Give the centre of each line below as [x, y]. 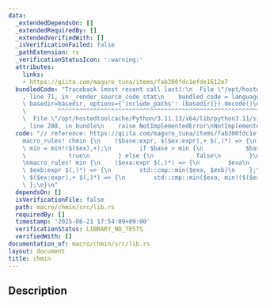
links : [33, 74]
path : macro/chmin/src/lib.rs [65, 207]
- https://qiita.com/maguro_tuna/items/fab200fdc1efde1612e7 [125, 82]
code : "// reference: [51, 133]
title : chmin [30, 258]
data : [17, 15]
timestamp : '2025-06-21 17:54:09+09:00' [83, 222]
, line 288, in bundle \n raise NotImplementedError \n [118, 126]
